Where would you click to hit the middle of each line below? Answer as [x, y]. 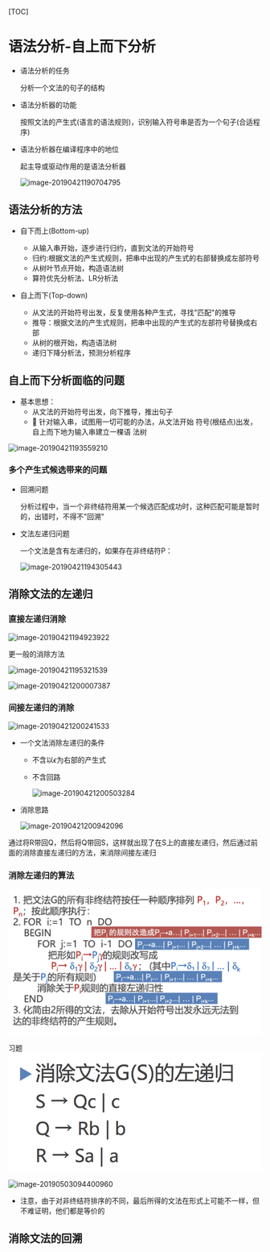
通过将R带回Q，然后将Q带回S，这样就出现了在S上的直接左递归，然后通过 [130, 842]
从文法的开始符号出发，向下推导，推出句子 [102, 411]
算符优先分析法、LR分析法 [75, 278]
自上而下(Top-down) [54, 295]
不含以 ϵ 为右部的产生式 [69, 759]
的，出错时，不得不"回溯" [62, 516]
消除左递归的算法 [41, 876]
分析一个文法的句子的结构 [62, 87]
